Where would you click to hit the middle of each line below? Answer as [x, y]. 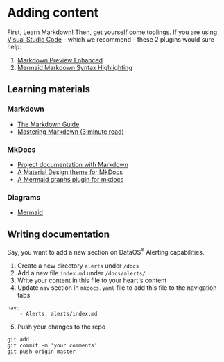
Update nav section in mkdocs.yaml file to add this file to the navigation [117, 287]
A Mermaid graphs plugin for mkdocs [70, 179]
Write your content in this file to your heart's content [92, 280]
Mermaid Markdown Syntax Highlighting [75, 67]
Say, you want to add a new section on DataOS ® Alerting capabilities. [106, 251]
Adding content [53, 13]
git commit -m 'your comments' [52, 345]
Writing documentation [58, 234]
